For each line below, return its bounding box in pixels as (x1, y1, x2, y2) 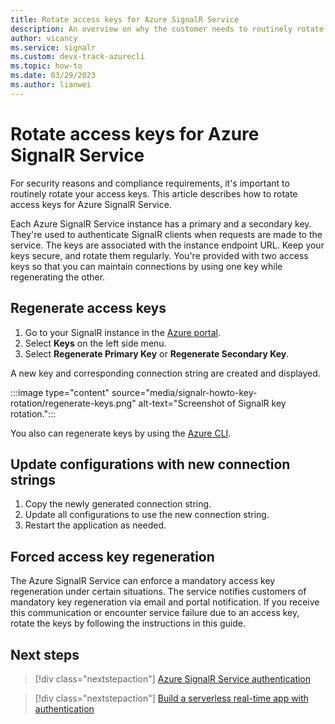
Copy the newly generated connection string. (24, 498, 212, 510)
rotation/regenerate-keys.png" (10, 397, 137, 409)
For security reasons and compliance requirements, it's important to (10, 177, 290, 189)
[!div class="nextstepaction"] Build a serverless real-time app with (34, 692, 309, 704)
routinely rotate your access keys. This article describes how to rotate (10, 187, 298, 200)
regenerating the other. (10, 271, 106, 283)
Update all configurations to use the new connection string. (24, 509, 270, 521)
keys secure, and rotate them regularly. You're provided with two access (10, 249, 309, 261)
